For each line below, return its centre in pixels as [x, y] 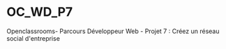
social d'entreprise [33, 38]
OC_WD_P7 [40, 12]
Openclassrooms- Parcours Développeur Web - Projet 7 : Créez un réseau [113, 31]
